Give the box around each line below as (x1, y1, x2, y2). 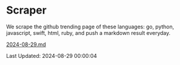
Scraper (6, 4, 46, 17)
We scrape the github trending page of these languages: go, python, (6, 23, 175, 30)
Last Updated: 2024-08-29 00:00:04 (6, 52, 97, 59)
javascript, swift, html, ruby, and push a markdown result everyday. (6, 29, 171, 36)
